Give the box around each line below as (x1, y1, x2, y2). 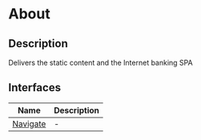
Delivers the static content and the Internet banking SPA (8, 58, 194, 67)
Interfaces (8, 81, 62, 94)
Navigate (12, 118, 46, 129)
